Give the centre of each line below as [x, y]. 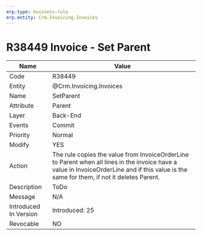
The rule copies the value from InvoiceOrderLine [121, 155]
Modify [19, 145]
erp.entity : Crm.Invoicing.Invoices [52, 17]
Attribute [22, 106]
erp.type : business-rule [37, 12]
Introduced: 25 [73, 210]
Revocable [24, 224]
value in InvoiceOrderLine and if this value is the [120, 170]
